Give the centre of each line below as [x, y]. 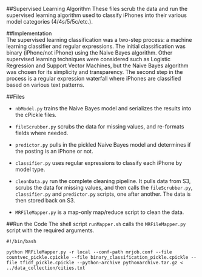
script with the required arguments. [50, 230]
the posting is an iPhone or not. [54, 151]
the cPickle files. [35, 115]
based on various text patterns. [45, 85]
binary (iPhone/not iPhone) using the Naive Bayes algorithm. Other [89, 53]
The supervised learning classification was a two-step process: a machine [99, 40]
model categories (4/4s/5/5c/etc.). [49, 22]
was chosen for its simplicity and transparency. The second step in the [95, 72]
